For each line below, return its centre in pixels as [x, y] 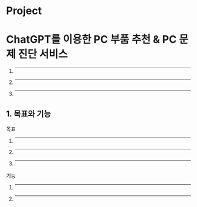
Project [24, 11]
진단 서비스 [43, 54]
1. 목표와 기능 [28, 114]
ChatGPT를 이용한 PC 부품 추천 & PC [91, 40]
